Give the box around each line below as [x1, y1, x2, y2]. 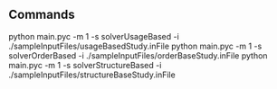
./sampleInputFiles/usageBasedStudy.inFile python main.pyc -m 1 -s [8, 40, 263, 51]
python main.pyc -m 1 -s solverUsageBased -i [8, 31, 180, 41]
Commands [8, 7, 76, 22]
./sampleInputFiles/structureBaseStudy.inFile [8, 69, 176, 80]
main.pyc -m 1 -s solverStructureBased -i [8, 59, 162, 70]
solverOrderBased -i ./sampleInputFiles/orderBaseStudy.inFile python [8, 49, 268, 61]
